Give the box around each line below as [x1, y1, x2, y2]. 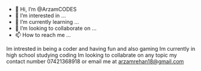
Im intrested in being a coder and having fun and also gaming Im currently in [6, 45, 196, 52]
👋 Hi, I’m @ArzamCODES [14, 6, 77, 13]
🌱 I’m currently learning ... [14, 18, 79, 25]
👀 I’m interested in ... [14, 12, 66, 19]
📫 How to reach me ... [14, 32, 71, 38]
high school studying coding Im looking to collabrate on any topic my [6, 51, 178, 58]
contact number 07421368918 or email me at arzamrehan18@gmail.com [6, 58, 184, 65]
